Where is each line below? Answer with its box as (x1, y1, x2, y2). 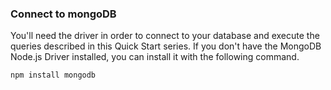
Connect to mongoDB (10, 7, 117, 21)
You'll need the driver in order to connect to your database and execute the (10, 30, 320, 42)
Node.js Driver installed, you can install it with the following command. (10, 51, 300, 63)
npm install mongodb (10, 70, 97, 81)
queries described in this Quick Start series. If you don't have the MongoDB (10, 40, 322, 52)
